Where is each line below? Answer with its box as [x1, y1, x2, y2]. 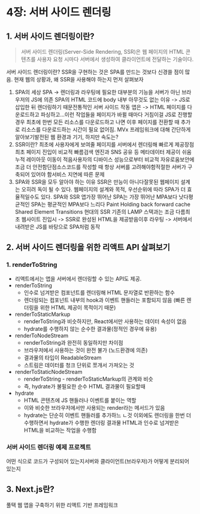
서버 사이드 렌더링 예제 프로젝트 [6, 443, 92, 451]
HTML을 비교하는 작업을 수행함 [23, 426, 97, 434]
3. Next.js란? [6, 484, 55, 494]
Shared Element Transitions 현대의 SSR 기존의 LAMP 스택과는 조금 [14, 208, 175, 215]
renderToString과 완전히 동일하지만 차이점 [23, 339, 124, 346]
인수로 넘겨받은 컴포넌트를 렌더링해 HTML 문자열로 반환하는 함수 [23, 288, 175, 296]
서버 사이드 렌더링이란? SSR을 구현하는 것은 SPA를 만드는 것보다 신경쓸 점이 [6, 68, 184, 75]
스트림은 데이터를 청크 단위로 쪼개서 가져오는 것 [23, 361, 135, 369]
